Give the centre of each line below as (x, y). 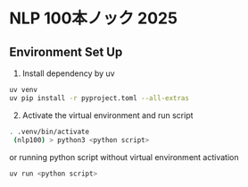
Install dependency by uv (68, 73)
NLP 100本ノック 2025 (94, 18)
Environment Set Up (66, 51)
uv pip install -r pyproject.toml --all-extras (99, 98)
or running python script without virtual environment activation (124, 157)
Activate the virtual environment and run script (107, 115)
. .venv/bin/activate (50, 132)
